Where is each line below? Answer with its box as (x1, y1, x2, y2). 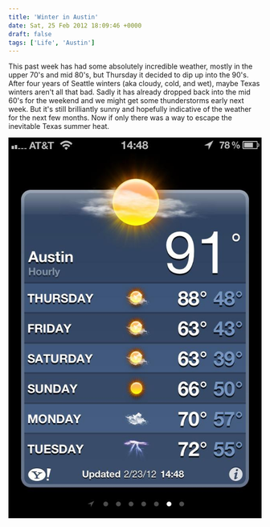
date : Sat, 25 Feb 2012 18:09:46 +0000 (8, 21, 142, 30)
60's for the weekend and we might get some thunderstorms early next (8, 96, 244, 106)
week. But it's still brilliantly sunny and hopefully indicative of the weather (8, 105, 252, 114)
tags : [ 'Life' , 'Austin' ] (8, 39, 95, 47)
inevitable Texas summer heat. (8, 122, 110, 131)
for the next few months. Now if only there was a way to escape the (8, 113, 233, 122)
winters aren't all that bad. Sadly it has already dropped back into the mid (8, 87, 251, 97)
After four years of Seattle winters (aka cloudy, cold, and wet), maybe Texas (8, 79, 260, 89)
